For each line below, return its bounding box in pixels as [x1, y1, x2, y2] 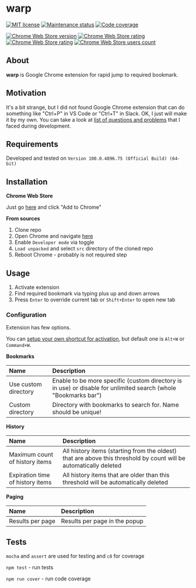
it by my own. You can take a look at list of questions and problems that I [6, 116, 180, 123]
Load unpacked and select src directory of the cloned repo [14, 245, 153, 252]
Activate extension [14, 284, 60, 291]
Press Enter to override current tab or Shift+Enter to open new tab [14, 296, 176, 303]
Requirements [6, 139, 58, 149]
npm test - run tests [6, 564, 54, 571]
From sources [6, 215, 40, 222]
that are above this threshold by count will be [62, 454, 185, 462]
